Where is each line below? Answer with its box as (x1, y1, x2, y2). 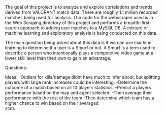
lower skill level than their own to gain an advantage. (5, 55, 112, 61)
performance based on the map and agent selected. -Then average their (5, 90, 152, 95)
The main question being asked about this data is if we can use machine (5, 40, 152, 46)
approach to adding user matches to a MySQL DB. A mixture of (20, 25, 148, 31)
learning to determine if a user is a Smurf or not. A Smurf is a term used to (5, 45, 156, 50)
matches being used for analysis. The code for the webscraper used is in (5, 15, 154, 20)
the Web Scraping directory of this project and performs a (5, 20, 123, 25)
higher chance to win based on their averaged (5, 100, 99, 106)
